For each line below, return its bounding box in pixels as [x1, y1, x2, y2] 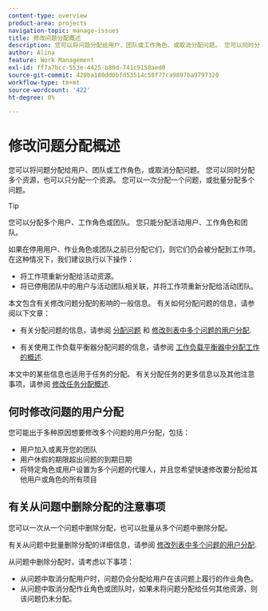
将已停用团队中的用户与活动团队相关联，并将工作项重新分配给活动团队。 [19, 281, 258, 292]
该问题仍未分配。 [19, 593, 77, 603]
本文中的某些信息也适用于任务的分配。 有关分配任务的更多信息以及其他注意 [8, 369, 255, 379]
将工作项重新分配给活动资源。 [19, 272, 118, 281]
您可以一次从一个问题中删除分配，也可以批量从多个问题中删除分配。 [8, 522, 232, 532]
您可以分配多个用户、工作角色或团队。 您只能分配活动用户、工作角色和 [8, 217, 241, 228]
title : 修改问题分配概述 [8, 34, 81, 42]
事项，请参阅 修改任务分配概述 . [8, 379, 110, 389]
